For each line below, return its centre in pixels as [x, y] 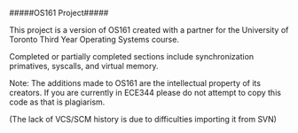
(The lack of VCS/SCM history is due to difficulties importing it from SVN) [143, 119]
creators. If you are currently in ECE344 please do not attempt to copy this [145, 93]
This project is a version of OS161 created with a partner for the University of [149, 30]
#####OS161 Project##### [59, 13]
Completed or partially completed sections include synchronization [132, 56]
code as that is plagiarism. [57, 102]
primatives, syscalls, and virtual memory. [84, 66]
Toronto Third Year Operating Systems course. [94, 39]
